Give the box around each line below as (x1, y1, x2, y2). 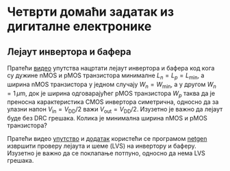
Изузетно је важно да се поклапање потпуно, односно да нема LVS (7, 149, 205, 157)
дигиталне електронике (7, 18, 152, 34)
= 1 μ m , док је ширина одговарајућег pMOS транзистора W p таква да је (7, 89, 216, 99)
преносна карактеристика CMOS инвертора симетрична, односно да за (7, 98, 219, 106)
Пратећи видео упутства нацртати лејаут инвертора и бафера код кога (7, 64, 215, 72)
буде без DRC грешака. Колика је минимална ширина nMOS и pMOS (7, 114, 207, 122)
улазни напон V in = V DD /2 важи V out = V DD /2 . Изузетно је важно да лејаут (7, 105, 223, 115)
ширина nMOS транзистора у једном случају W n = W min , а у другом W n (7, 80, 217, 90)
